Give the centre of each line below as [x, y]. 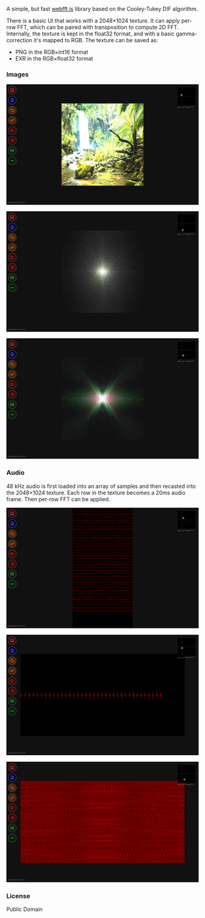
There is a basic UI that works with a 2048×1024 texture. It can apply [93, 21]
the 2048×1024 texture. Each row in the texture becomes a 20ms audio [96, 493]
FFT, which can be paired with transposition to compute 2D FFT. [98, 27]
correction [19, 40]
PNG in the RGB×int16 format [52, 52]
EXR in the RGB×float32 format [54, 58]
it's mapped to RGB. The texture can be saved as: [96, 40]
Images [18, 74]
